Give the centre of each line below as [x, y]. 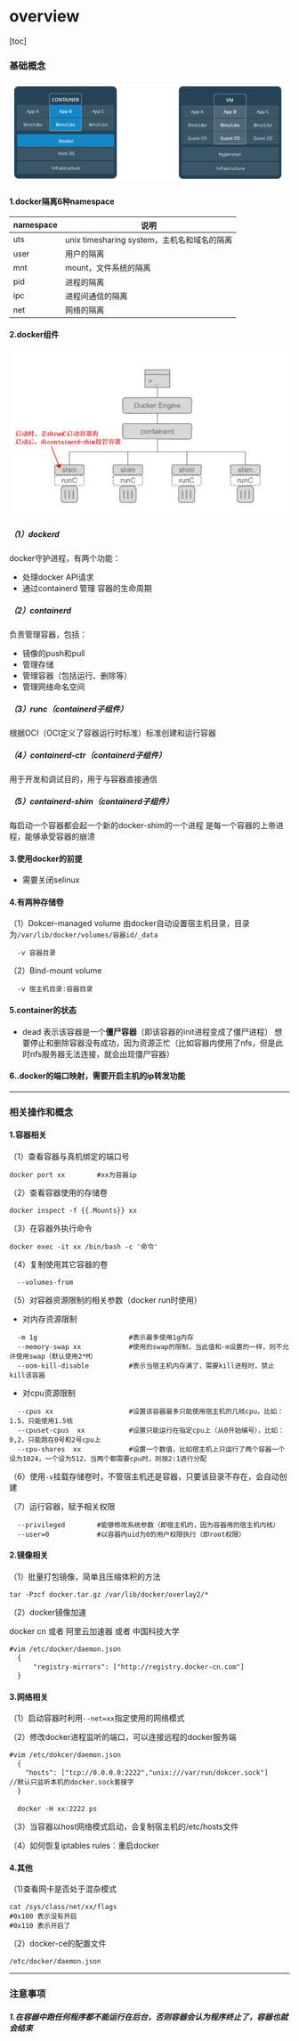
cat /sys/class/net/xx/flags [63, 1907]
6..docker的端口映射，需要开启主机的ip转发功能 [97, 1076]
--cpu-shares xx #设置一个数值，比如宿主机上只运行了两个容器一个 [151, 1449]
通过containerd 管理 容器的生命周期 [87, 589]
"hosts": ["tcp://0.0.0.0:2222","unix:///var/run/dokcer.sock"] [147, 1773]
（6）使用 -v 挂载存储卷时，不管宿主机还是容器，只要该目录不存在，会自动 [145, 1476]
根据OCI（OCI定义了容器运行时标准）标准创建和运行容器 [113, 733]
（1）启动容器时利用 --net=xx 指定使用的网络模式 [97, 1718]
